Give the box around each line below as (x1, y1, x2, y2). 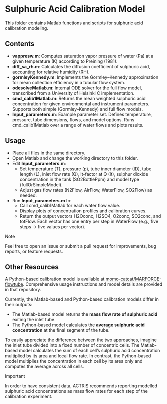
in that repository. (5, 287, 41, 293)
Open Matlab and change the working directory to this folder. (12, 155, 138, 161)
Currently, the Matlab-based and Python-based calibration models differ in (5, 296, 159, 302)
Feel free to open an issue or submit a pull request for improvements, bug (5, 243, 156, 249)
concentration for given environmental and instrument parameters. (12, 101, 150, 107)
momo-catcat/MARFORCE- (105, 276, 162, 282)
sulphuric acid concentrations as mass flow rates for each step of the (5, 388, 148, 394)
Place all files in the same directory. (12, 150, 86, 156)
